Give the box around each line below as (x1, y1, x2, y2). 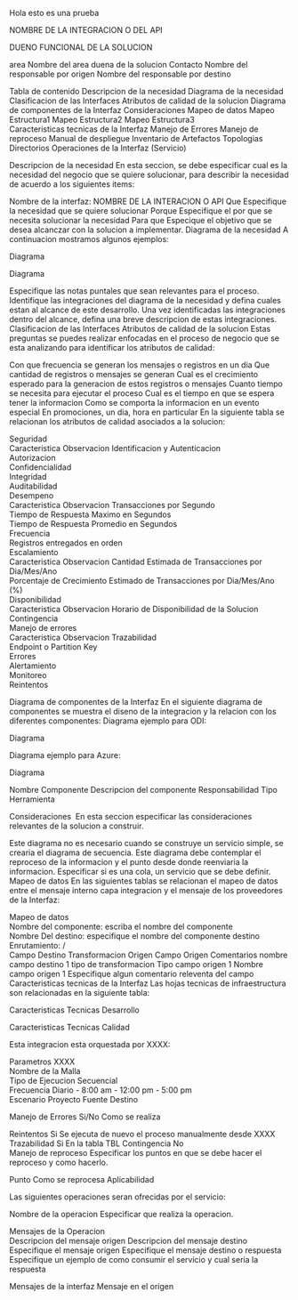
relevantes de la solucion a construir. (9, 820, 144, 831)
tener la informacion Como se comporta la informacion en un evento (9, 398, 260, 408)
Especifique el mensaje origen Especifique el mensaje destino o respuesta (9, 1245, 282, 1256)
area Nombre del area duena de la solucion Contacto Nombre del (9, 60, 248, 69)
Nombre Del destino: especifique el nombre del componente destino (9, 931, 261, 941)
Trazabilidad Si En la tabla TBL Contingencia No (9, 1138, 184, 1149)
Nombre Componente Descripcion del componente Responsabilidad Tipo (9, 785, 278, 795)
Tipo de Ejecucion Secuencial (9, 1076, 118, 1086)
